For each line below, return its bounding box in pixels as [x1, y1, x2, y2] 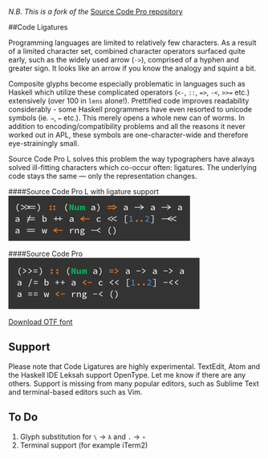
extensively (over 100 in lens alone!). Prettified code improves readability [8, 96, 250, 105]
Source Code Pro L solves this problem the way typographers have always [8, 154, 255, 164]
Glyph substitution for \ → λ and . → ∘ [19, 432, 146, 441]
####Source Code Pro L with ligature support [8, 187, 159, 196]
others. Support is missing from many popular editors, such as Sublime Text [8, 379, 259, 388]
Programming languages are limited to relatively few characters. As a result [8, 38, 257, 47]
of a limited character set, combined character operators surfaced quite [8, 47, 246, 55]
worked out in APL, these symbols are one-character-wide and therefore [8, 130, 249, 140]
